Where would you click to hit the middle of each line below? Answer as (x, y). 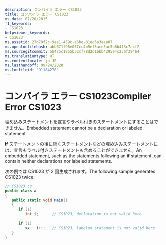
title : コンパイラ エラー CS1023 (37, 14)
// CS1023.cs (19, 186)
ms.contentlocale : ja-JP (31, 61)
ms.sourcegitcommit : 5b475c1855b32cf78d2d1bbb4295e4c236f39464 (72, 51)
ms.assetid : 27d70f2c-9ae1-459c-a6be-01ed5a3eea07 (59, 42)
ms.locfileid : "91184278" (32, 70)
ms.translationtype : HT (30, 56)
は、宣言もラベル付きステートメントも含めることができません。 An (74, 150)
